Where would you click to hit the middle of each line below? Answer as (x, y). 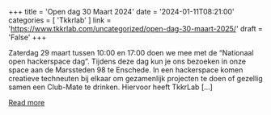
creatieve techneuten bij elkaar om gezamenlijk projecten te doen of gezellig (135, 78)
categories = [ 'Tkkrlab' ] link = (60, 20)
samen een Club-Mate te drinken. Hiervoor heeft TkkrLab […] (110, 87)
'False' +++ (28, 37)
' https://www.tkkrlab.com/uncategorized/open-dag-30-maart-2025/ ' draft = (135, 29)
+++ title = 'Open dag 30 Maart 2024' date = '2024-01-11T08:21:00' (121, 12)
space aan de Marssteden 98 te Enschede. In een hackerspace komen (126, 70)
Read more (27, 103)
